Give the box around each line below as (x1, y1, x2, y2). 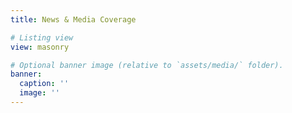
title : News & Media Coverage (10, 14, 137, 25)
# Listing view (10, 32, 74, 43)
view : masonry (10, 42, 70, 52)
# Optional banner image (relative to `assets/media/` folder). (10, 60, 284, 70)
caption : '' (19, 79, 70, 89)
